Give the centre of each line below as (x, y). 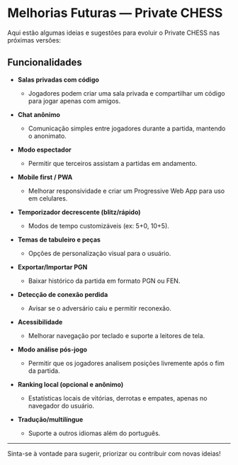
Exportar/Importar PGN (52, 267)
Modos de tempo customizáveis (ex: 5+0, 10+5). (99, 225)
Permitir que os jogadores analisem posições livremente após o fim (126, 363)
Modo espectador (45, 150)
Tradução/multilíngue (50, 419)
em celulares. (48, 198)
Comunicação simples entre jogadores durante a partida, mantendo (127, 128)
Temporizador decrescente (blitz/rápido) (79, 212)
